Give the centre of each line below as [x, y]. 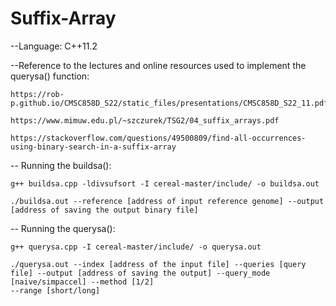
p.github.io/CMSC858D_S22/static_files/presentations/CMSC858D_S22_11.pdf [169, 103]
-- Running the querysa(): [63, 228]
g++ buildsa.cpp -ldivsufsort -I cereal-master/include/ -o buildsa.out [165, 183]
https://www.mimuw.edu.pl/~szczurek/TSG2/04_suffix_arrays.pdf [145, 120]
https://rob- [37, 94]
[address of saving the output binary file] [104, 210]
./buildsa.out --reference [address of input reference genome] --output [167, 201]
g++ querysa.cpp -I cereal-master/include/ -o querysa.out [136, 247]
